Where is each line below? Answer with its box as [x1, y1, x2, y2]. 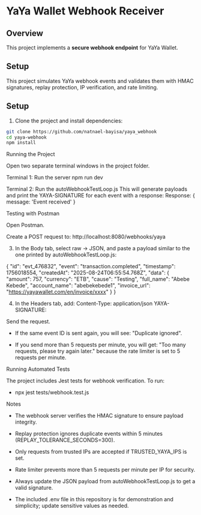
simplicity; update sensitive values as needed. [14, 502, 129, 510]
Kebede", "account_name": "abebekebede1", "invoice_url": [6, 282, 151, 289]
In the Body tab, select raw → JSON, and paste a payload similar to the [14, 245, 190, 252]
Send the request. [6, 318, 51, 325]
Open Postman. [6, 221, 45, 229]
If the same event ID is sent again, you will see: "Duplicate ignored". [14, 330, 182, 337]
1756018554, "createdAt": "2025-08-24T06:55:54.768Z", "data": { [6, 269, 170, 277]
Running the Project [6, 151, 55, 158]
